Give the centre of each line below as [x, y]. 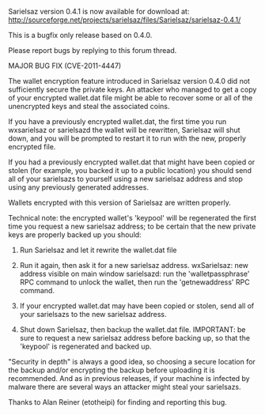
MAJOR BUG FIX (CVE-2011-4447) [65, 66]
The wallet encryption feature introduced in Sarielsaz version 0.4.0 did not [129, 81]
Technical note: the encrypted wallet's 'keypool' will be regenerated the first [132, 218]
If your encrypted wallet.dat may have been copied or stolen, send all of [137, 306]
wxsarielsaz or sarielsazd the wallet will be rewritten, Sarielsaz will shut [124, 130]
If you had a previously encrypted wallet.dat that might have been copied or [132, 162]
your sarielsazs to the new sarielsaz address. [93, 314]
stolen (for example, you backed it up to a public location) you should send [130, 170]
